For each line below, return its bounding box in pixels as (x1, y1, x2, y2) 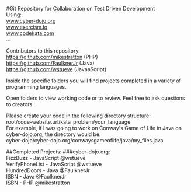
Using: (6, 11, 22, 18)
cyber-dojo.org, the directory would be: (6, 131, 101, 138)
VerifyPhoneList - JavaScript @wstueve (6, 160, 102, 167)
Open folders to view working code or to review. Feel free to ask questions (6, 95, 185, 102)
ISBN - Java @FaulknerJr (6, 173, 67, 180)
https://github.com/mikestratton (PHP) (6, 54, 98, 60)
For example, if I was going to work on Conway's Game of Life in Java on (6, 125, 182, 131)
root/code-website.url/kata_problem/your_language (6, 118, 131, 125)
